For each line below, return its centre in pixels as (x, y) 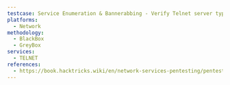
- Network (27, 26)
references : (24, 64)
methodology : (26, 33)
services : (21, 52)
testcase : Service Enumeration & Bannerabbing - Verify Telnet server (110, 13)
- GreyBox (27, 45)
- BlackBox (29, 39)
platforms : (23, 20)
